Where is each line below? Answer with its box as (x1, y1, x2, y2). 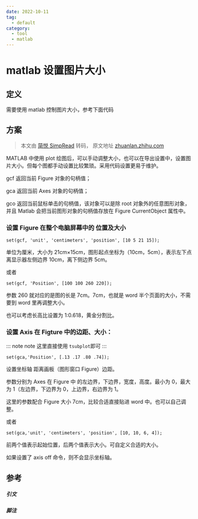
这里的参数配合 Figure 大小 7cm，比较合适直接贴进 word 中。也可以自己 (6, 398, 181, 406)
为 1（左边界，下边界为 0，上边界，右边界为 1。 (6, 385, 122, 393)
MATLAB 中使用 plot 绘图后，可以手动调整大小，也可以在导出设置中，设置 (6, 154, 186, 162)
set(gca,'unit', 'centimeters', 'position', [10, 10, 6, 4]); (6, 430, 163, 436)
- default (11, 20, 35, 26)
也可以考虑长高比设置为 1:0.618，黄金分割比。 (6, 312, 118, 319)
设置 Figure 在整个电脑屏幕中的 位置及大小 (6, 223, 126, 232)
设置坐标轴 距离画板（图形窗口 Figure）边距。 (6, 366, 118, 373)
